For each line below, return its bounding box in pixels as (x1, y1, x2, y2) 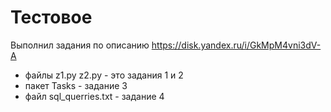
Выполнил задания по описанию (10, 39, 150, 51)
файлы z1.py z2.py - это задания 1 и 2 (24, 69, 184, 81)
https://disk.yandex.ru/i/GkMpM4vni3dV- (151, 39, 322, 51)
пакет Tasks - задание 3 (24, 79, 128, 91)
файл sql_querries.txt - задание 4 (24, 90, 165, 102)
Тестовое (10, 6, 93, 29)
